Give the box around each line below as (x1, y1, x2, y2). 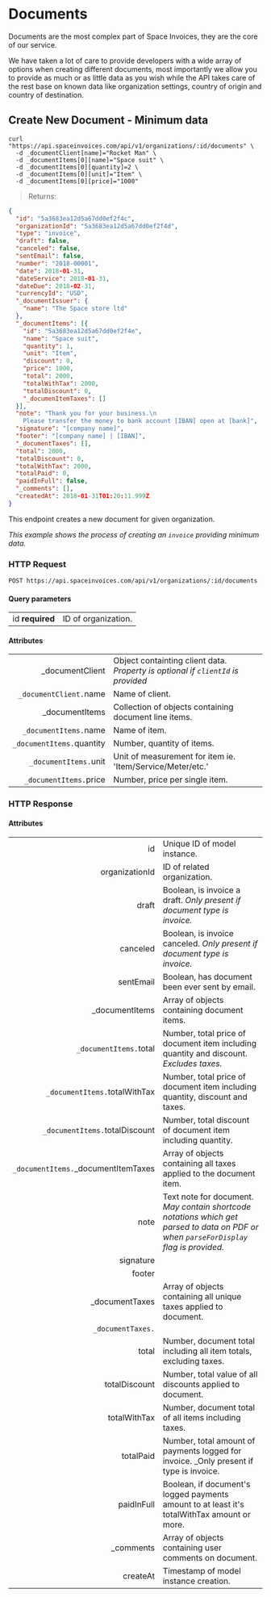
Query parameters (8, 594, 72, 604)
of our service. (8, 40, 57, 49)
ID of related (162, 861, 210, 872)
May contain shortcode (162, 1201, 252, 1212)
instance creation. (162, 1575, 231, 1587)
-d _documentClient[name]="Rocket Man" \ (15, 148, 157, 157)
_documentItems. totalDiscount (42, 1124, 156, 1135)
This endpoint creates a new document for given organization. (8, 514, 215, 524)
